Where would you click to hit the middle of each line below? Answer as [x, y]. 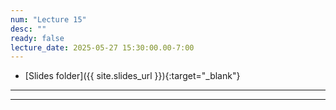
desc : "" [28, 29]
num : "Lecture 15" [48, 19]
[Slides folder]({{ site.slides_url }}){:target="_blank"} [132, 76]
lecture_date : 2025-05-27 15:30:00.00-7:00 [102, 47]
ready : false [37, 38]
